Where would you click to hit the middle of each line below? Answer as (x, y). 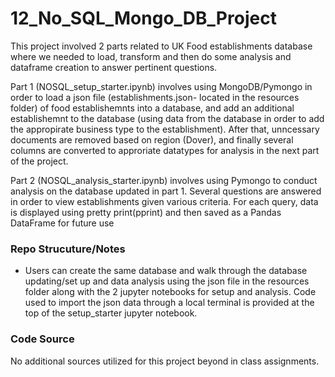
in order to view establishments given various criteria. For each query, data (164, 201)
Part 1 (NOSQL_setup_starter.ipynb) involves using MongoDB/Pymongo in (161, 86)
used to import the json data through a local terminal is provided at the (169, 303)
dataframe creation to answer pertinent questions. (114, 67)
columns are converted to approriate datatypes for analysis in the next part (165, 150)
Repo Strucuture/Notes (68, 249)
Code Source (42, 339)
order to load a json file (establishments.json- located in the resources (155, 97)
